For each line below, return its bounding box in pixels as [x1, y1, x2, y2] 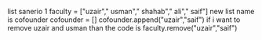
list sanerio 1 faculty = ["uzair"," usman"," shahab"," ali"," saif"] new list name [7, 7, 255, 16]
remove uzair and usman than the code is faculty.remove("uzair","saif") [7, 24, 238, 32]
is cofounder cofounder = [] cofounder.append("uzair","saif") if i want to [7, 15, 241, 24]
